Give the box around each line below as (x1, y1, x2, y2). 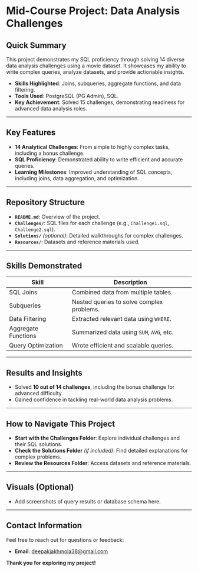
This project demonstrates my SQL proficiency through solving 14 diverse (6, 56, 185, 63)
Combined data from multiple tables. (71, 288, 173, 297)
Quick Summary (6, 40, 67, 50)
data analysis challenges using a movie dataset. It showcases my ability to (6, 62, 187, 69)
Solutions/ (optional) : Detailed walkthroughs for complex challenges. (14, 232, 184, 239)
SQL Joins (9, 288, 38, 297)
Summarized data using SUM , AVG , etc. (71, 328, 174, 336)
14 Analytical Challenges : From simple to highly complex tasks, (14, 143, 170, 150)
